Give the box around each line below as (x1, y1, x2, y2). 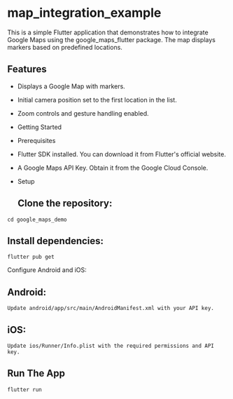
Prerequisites (17, 136, 56, 144)
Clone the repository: (17, 198, 113, 210)
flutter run (7, 386, 42, 393)
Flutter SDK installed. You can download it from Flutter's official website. (17, 149, 226, 158)
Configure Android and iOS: (7, 266, 87, 274)
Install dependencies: (7, 235, 104, 247)
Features (7, 63, 47, 75)
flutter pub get (7, 254, 55, 261)
